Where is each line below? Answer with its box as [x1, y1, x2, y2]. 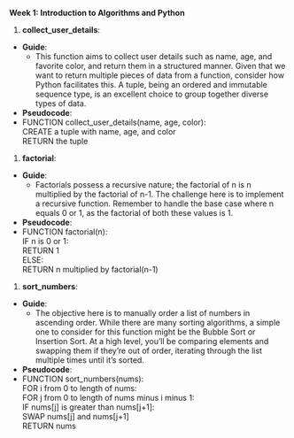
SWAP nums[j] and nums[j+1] [21, 411, 130, 421]
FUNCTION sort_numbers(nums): [21, 373, 144, 384]
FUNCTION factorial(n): [21, 227, 108, 237]
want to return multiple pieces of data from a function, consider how [35, 70, 285, 81]
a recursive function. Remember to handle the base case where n [35, 198, 275, 209]
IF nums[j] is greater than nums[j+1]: [21, 402, 155, 412]
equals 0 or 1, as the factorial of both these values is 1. [35, 208, 234, 218]
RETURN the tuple [21, 136, 89, 146]
